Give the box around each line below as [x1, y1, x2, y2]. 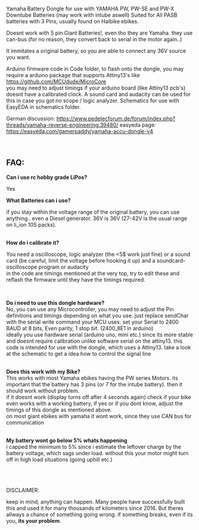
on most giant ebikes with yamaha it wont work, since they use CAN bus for [6, 412, 192, 419]
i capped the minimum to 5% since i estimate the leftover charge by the [6, 443, 182, 450]
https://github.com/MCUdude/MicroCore [6, 78, 107, 85]
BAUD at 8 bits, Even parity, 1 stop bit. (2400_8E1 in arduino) [6, 324, 154, 331]
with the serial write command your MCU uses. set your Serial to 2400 [6, 318, 179, 325]
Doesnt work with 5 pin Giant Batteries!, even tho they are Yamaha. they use [6, 29, 193, 36]
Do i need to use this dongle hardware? [6, 299, 105, 306]
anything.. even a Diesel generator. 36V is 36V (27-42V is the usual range [6, 215, 188, 222]
